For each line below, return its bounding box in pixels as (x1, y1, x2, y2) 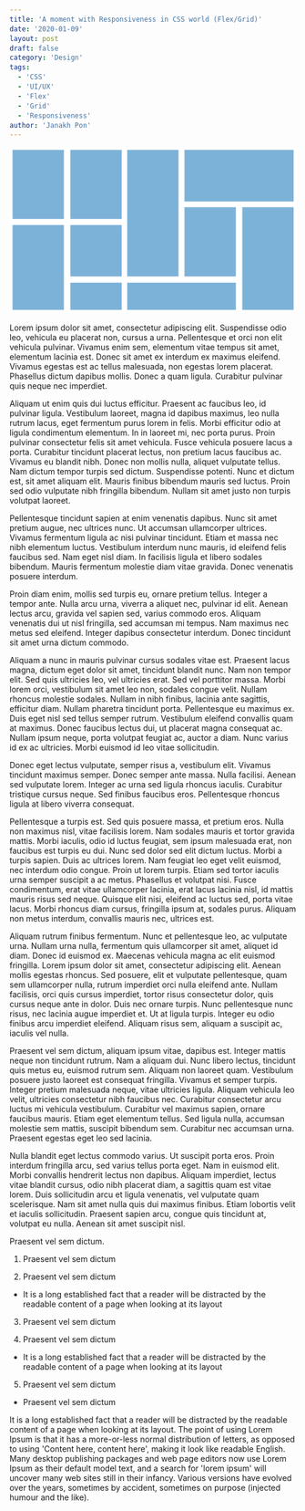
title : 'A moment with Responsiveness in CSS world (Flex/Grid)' (9, 15, 262, 24)
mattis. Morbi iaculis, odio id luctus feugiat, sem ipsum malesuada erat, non (9, 836, 293, 847)
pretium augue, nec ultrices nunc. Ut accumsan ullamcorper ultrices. (9, 523, 267, 534)
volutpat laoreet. (9, 495, 71, 506)
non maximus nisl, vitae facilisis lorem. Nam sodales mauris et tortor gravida (9, 826, 295, 837)
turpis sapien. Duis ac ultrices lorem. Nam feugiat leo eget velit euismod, (9, 855, 282, 866)
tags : (9, 63, 30, 72)
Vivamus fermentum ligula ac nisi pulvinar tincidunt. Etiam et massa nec (9, 532, 280, 543)
